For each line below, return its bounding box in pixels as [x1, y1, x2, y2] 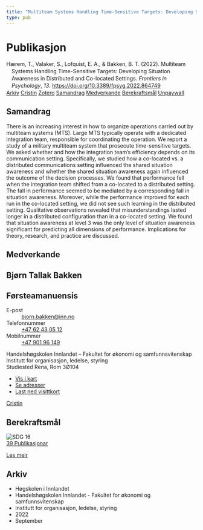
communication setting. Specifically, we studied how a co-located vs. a [6, 155, 184, 162]
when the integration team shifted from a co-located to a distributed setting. [6, 180, 195, 188]
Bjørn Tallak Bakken [6, 270, 83, 280]
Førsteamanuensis [6, 290, 79, 301]
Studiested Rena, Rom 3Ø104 [6, 364, 79, 371]
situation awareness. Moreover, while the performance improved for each [6, 193, 189, 200]
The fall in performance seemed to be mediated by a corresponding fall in [6, 187, 190, 194]
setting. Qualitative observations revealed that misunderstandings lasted [6, 206, 187, 214]
